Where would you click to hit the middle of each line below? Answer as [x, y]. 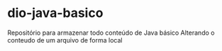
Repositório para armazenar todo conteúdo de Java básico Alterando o [111, 33]
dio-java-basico [55, 13]
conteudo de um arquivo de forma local [65, 40]
